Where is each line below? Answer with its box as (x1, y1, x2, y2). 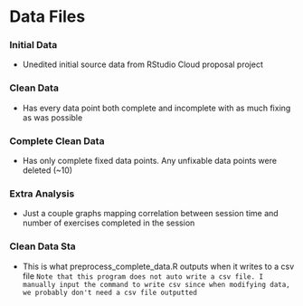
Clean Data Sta (9, 240, 77, 253)
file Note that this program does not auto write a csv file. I (22, 270, 264, 282)
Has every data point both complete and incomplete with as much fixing (22, 102, 291, 113)
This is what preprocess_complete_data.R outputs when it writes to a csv (22, 261, 295, 272)
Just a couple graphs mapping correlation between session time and (22, 208, 279, 219)
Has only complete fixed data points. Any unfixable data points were (22, 156, 278, 167)
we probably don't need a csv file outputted (22, 288, 197, 297)
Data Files (9, 6, 86, 27)
